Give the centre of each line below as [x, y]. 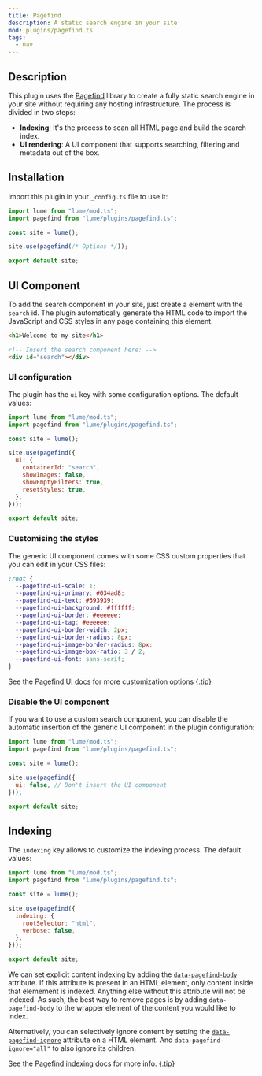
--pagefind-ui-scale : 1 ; [56, 586]
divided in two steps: [42, 112]
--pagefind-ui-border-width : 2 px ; [72, 630]
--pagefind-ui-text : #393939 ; [65, 601]
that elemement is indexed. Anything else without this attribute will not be [127, 991]
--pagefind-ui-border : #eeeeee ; [68, 615]
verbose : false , [49, 930]
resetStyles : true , [54, 489]
